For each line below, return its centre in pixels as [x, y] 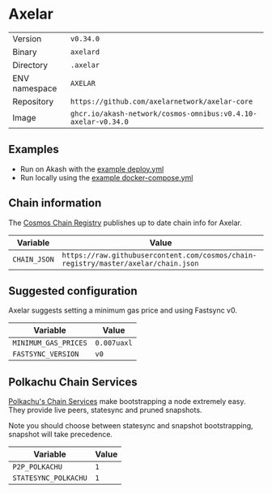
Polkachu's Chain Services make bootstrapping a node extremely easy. [127, 402]
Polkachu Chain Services [73, 382]
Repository [33, 101]
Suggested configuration [73, 291]
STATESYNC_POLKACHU [50, 478]
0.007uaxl [114, 343]
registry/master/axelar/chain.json [130, 263]
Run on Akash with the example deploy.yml [92, 169]
